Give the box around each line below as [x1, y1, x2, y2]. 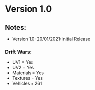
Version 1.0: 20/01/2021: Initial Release [12, 36, 90, 42]
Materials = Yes [12, 70, 44, 76]
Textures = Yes [12, 75, 43, 81]
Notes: [5, 23, 26, 31]
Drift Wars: [5, 48, 32, 55]
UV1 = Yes [12, 60, 33, 65]
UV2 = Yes [12, 65, 34, 71]
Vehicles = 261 [12, 80, 42, 87]
